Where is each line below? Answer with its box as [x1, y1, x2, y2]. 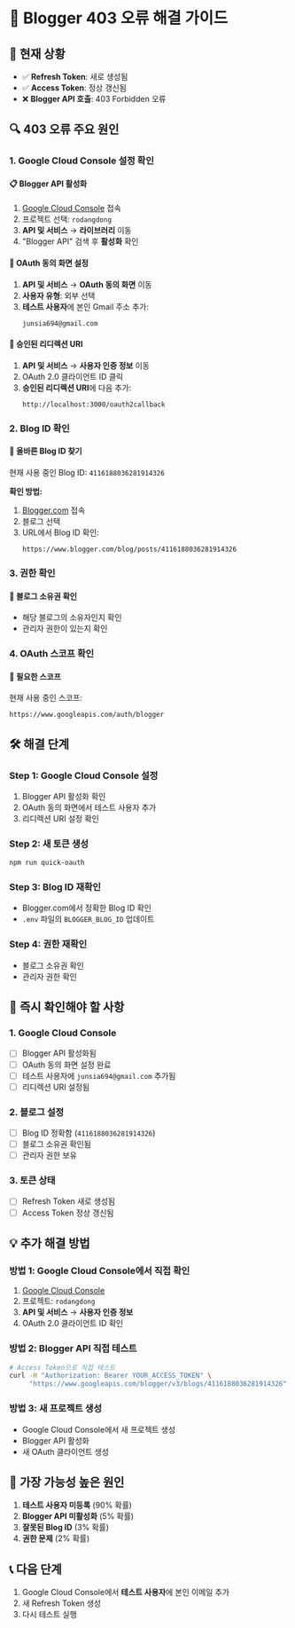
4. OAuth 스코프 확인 [9, 648, 95, 660]
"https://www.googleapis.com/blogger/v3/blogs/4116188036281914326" [28, 1380, 288, 1388]
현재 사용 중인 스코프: [9, 693, 82, 704]
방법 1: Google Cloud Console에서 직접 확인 [9, 1264, 190, 1277]
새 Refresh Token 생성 [21, 1598, 102, 1608]
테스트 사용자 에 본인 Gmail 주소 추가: [21, 301, 149, 311]
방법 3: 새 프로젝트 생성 [9, 1403, 102, 1415]
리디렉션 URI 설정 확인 [21, 813, 99, 823]
